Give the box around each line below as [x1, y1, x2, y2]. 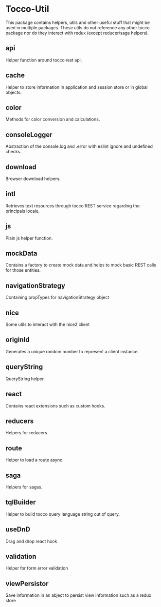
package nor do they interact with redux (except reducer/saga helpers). [5, 30, 149, 36]
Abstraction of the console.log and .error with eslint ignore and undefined [5, 143, 153, 149]
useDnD [5, 526, 31, 534]
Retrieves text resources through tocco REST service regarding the [5, 202, 140, 208]
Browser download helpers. [5, 176, 61, 182]
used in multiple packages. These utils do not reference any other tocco [5, 24, 150, 30]
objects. [5, 89, 22, 95]
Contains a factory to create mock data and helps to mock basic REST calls [5, 262, 157, 268]
